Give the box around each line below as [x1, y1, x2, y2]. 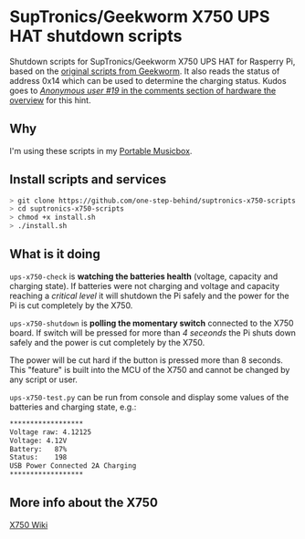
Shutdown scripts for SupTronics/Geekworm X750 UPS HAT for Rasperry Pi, [9, 56, 296, 67]
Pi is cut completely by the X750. [9, 299, 133, 311]
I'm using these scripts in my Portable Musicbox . [9, 145, 193, 156]
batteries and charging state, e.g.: [9, 401, 137, 412]
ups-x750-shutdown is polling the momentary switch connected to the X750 [9, 317, 294, 328]
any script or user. [9, 374, 78, 385]
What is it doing [9, 246, 100, 262]
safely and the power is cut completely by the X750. [9, 337, 205, 347]
